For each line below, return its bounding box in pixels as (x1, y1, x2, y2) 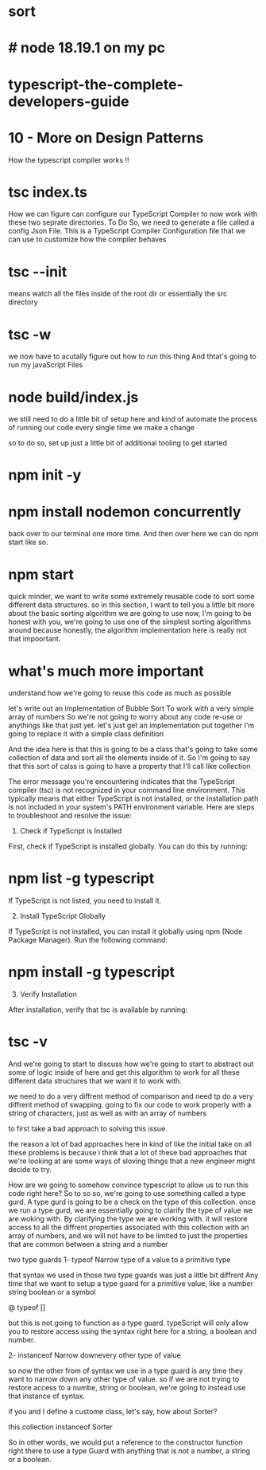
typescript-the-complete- (8, 75, 184, 93)
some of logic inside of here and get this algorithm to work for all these (8, 1068, 241, 1077)
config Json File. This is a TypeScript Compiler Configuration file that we (8, 226, 246, 236)
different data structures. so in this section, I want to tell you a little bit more (8, 600, 256, 610)
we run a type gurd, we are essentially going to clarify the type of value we (8, 1205, 253, 1215)
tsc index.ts (8, 182, 87, 201)
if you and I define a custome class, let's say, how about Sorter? (8, 1407, 218, 1417)
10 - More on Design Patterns (8, 128, 204, 147)
